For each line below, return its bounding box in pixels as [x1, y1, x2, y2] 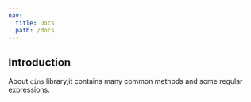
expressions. [8, 85, 50, 95]
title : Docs [15, 19, 56, 27]
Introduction [8, 55, 71, 69]
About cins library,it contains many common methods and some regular [8, 77, 243, 86]
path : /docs [15, 26, 56, 34]
